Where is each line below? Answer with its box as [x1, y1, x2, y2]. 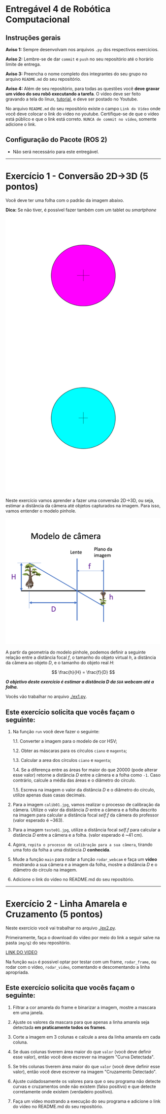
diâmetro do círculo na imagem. [12, 867, 77, 873]
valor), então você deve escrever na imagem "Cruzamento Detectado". [12, 1069, 157, 1075]
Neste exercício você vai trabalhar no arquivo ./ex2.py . [5, 925, 116, 931]
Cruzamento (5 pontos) [5, 909, 103, 920]
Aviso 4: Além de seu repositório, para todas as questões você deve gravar [5, 86, 160, 92]
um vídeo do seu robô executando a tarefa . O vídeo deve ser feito [5, 91, 141, 97]
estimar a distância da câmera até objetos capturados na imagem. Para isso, [5, 502, 161, 508]
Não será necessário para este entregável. [12, 149, 99, 155]
